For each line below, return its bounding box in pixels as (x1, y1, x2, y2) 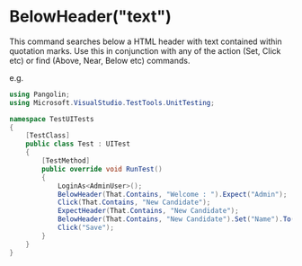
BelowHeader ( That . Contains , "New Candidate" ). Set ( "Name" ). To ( (57, 215, 296, 224)
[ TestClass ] (25, 131, 70, 140)
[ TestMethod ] (41, 156, 91, 165)
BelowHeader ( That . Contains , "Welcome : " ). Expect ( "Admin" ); (57, 190, 288, 199)
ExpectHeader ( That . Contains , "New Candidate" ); (57, 207, 240, 216)
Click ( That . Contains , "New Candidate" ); (57, 198, 211, 208)
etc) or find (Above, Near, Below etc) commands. (9, 55, 191, 66)
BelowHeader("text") (9, 6, 173, 27)
